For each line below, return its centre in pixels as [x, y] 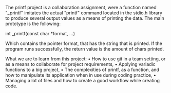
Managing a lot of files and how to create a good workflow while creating [83, 80]
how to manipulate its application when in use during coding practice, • [81, 75]
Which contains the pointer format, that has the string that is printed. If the [84, 43]
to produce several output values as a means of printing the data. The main [85, 18]
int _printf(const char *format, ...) [40, 33]
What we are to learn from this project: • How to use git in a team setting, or [85, 59]
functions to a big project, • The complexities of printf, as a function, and [82, 69]
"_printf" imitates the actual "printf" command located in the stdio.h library [84, 13]
